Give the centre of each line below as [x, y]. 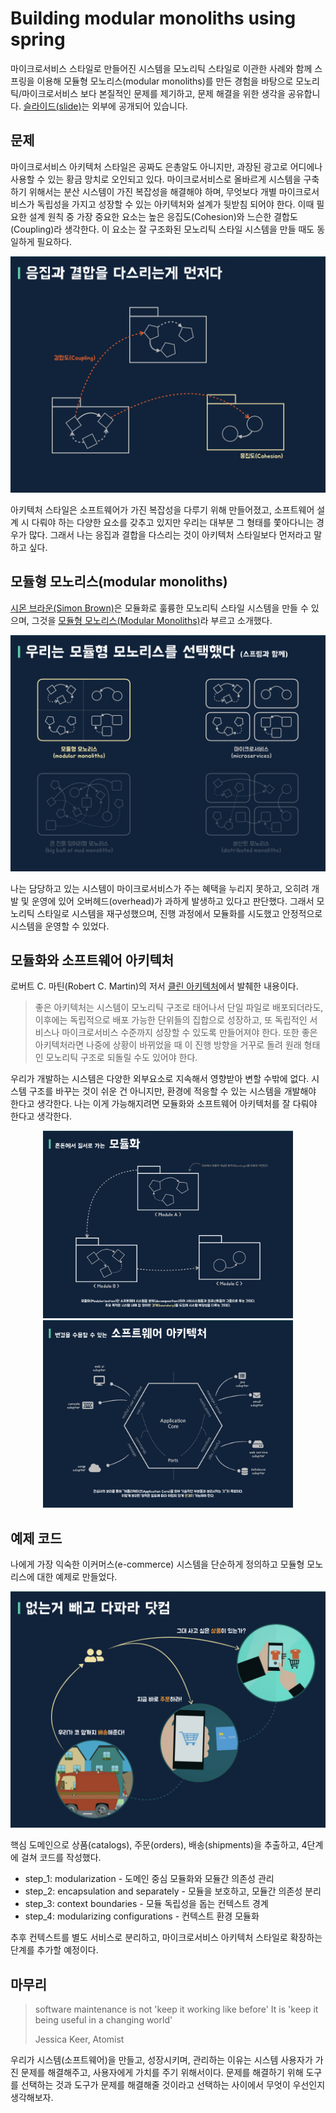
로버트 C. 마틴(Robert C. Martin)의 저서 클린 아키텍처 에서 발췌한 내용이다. [154, 986]
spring [38, 39]
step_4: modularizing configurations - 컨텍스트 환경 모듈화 [142, 1916]
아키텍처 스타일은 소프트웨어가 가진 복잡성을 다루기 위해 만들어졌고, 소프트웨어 [162, 509]
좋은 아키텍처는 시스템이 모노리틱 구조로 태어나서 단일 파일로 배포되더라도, [179, 1008]
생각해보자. [32, 2097]
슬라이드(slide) [52, 106]
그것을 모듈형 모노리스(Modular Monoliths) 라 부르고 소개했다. [152, 620]
